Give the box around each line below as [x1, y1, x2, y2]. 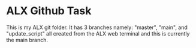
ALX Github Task [6, 4, 92, 18]
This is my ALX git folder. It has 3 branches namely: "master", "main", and [6, 24, 188, 31]
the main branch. [6, 36, 48, 43]
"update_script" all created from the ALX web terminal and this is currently [6, 30, 190, 37]
